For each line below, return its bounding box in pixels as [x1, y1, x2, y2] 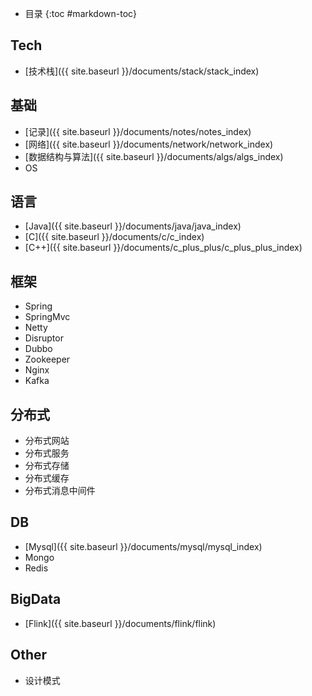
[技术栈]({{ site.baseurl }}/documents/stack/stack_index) [24, 65, 260, 77]
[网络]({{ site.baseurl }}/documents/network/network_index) [24, 138, 274, 150]
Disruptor [24, 332, 64, 344]
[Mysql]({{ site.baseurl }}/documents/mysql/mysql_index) [24, 540, 263, 552]
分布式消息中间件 [24, 485, 96, 497]
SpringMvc [24, 311, 71, 323]
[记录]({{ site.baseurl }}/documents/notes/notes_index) [24, 125, 252, 137]
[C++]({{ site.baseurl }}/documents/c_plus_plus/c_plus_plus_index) [24, 242, 303, 254]
